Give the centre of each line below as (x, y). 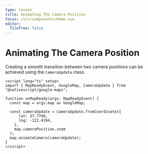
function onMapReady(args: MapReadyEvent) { (52, 99)
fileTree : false (26, 28)
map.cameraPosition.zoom (40, 129)
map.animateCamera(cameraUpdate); (45, 138)
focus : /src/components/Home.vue (40, 19)
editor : (13, 24)
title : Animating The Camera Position (45, 14)
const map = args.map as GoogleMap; (48, 103)
